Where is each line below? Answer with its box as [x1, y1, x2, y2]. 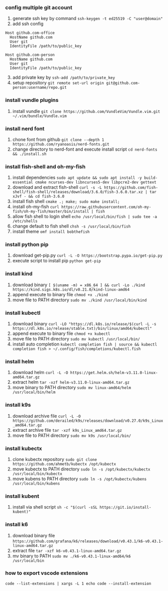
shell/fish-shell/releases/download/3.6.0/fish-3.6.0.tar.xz [12, 190, 143, 195]
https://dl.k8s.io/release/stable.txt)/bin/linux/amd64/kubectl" [12, 326, 152, 331]
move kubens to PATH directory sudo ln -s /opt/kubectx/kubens [12, 476, 147, 482]
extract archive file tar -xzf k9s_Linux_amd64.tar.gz [12, 427, 122, 433]
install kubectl [5, 309, 41, 316]
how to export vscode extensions [5, 569, 89, 576]
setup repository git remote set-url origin [12, 80, 104, 86]
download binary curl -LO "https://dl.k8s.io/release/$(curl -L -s [12, 321, 156, 327]
